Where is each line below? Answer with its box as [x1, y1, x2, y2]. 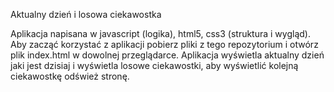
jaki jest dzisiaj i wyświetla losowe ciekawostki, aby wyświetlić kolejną [10, 60, 299, 71]
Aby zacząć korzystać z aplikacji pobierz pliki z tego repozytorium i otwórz [10, 39, 319, 50]
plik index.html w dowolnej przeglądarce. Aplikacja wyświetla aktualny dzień [10, 49, 325, 61]
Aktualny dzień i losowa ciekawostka [10, 9, 162, 20]
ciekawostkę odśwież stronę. [10, 70, 130, 82]
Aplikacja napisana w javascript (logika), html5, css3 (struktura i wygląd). [10, 28, 311, 39]
